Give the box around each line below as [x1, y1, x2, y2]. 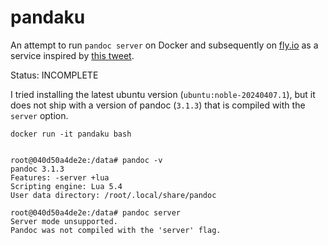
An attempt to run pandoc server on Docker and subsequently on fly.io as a [10, 39, 319, 51]
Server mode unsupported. [10, 216, 118, 226]
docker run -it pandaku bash [10, 129, 132, 139]
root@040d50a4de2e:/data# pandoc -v [10, 155, 163, 165]
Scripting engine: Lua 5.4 [10, 181, 123, 191]
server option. [10, 109, 69, 121]
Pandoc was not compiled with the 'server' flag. [10, 225, 222, 235]
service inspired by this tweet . [10, 49, 135, 61]
